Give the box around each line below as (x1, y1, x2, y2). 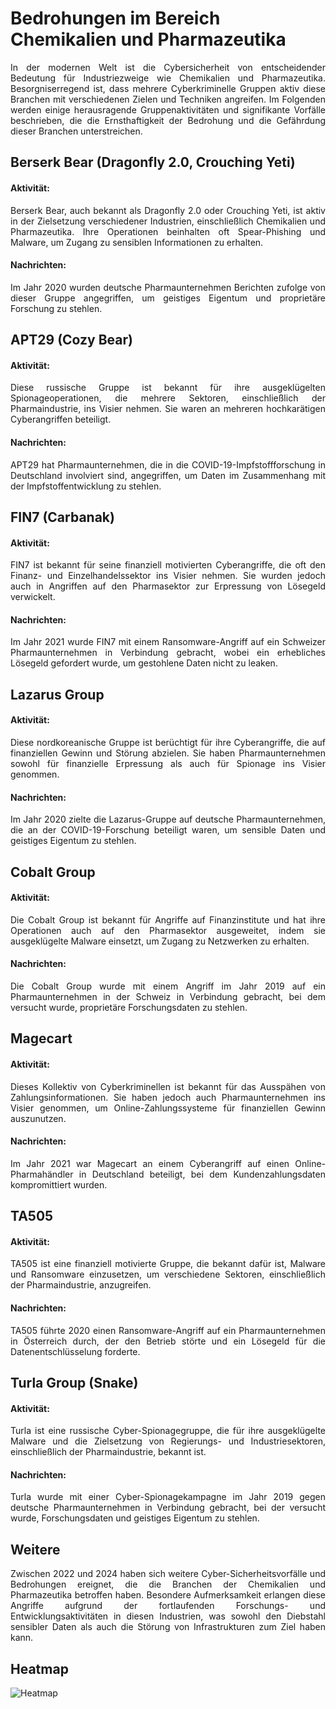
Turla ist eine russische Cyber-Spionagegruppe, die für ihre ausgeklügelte (10, 1425, 326, 1437)
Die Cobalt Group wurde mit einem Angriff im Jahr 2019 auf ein (10, 980, 326, 992)
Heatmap (10, 1660, 69, 1677)
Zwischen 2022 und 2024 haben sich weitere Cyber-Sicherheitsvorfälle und (10, 1568, 326, 1580)
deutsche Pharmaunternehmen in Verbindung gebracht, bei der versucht (10, 1502, 326, 1514)
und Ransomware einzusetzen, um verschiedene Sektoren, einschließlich (10, 1268, 326, 1281)
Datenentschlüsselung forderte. (10, 1345, 141, 1357)
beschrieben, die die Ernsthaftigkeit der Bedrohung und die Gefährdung (10, 114, 326, 126)
